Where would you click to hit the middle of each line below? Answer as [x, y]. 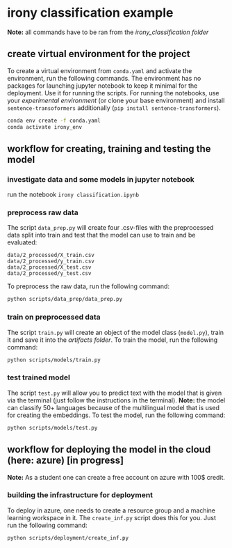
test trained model [39, 377]
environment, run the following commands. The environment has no [104, 78]
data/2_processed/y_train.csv [51, 261]
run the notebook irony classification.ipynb [73, 195]
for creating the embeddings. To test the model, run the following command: [116, 415]
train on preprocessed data [54, 317]
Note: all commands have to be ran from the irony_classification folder [108, 32]
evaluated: [22, 242]
